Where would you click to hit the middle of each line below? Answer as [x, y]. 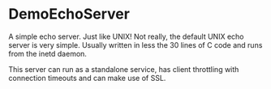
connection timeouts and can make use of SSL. [87, 78]
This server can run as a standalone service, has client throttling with [124, 69]
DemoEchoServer [69, 14]
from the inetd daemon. [48, 53]
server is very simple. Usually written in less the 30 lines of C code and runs [135, 44]
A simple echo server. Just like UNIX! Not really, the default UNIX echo [126, 36]
